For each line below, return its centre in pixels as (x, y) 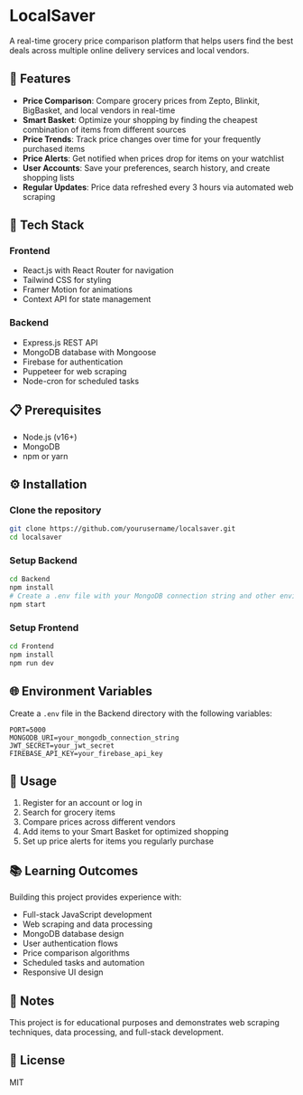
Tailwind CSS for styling (67, 280)
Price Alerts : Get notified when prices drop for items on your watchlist (153, 158)
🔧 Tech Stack (47, 226)
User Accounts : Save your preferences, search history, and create (146, 167)
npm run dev (32, 663)
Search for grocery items (69, 812)
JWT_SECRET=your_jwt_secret (62, 746)
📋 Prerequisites (55, 411)
